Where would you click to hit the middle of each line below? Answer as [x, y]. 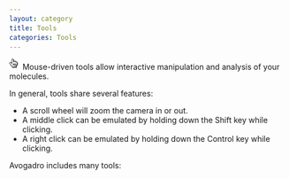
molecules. [29, 76]
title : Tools [33, 28]
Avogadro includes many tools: [65, 166]
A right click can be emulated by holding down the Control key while [146, 139]
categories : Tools [43, 37]
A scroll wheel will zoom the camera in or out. [105, 111]
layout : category [41, 19]
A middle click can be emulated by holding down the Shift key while [144, 121]
